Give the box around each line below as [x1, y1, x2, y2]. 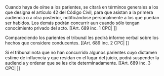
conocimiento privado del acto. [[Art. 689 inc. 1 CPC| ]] [5, 25, 117, 31]
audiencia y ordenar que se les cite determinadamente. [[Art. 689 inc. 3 [5, 60, 151, 66]
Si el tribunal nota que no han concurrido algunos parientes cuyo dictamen [5, 49, 157, 55]
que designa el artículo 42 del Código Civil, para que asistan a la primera [5, 9, 153, 15]
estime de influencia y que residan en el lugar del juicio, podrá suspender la [5, 55, 159, 61]
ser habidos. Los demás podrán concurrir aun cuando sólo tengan [5, 20, 140, 26]
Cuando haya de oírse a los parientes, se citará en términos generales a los [5, 4, 159, 10]
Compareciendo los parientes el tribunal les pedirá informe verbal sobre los [5, 35, 159, 40]
